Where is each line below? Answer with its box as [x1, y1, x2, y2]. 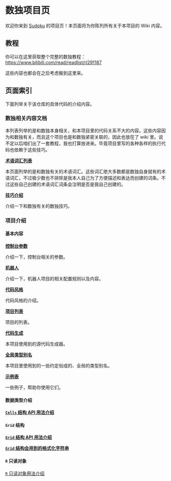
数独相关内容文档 [5, 115, 47, 122]
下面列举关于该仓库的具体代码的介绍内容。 [5, 101, 95, 107]
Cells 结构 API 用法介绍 [5, 409, 54, 416]
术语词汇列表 [5, 157, 32, 164]
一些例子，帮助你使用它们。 [5, 384, 64, 390]
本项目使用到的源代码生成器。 [5, 341, 68, 347]
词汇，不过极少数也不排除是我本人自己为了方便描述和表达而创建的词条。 [9, 174, 161, 181]
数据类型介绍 [5, 397, 32, 403]
